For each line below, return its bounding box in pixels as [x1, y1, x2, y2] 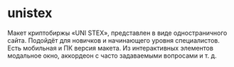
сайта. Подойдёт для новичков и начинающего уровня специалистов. [7, 36, 220, 44]
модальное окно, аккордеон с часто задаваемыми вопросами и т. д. [7, 51, 217, 60]
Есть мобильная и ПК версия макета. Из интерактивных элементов [7, 43, 213, 52]
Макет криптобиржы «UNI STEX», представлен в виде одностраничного [7, 29, 228, 37]
